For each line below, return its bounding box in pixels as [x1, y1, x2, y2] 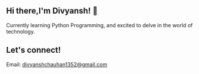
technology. [6, 28, 36, 35]
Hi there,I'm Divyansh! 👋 [6, 6, 98, 16]
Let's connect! [6, 45, 61, 55]
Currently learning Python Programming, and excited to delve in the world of [6, 21, 193, 28]
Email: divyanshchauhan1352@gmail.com [6, 60, 108, 68]
